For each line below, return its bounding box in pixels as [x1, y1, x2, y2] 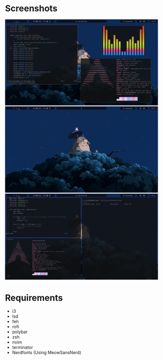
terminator [12, 344, 33, 350]
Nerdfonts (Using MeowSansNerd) [12, 350, 81, 356]
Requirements [5, 292, 63, 303]
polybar [12, 329, 28, 335]
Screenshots [5, 3, 58, 14]
